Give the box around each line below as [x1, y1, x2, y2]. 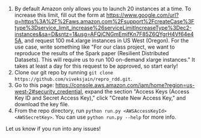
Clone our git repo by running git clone [14, 69, 114, 76]
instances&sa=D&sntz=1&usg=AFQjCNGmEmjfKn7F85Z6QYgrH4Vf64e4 [14, 31, 194, 38]
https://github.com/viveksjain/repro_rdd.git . [14, 75, 132, 82]
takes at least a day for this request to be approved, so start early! [14, 62, 178, 70]
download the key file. [14, 101, 70, 107]
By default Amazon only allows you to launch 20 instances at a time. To [14, 5, 191, 12]
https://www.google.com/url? [106, 11, 179, 19]
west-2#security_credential [14, 88, 82, 95]
